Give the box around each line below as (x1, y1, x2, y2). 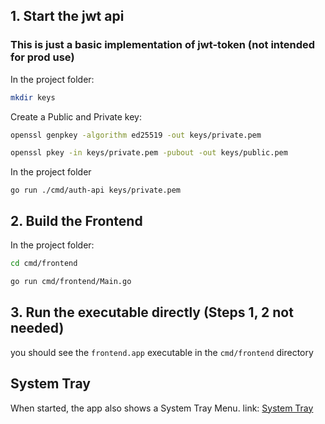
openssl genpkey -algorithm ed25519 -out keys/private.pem (10, 130, 262, 140)
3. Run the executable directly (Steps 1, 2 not (10, 304, 294, 321)
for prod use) (10, 50, 75, 64)
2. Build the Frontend (10, 212, 143, 229)
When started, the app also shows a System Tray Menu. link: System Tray (10, 402, 314, 414)
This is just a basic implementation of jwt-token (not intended (10, 38, 316, 52)
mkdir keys (10, 92, 56, 103)
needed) (10, 320, 65, 337)
